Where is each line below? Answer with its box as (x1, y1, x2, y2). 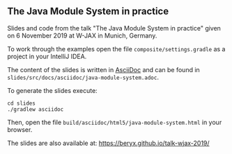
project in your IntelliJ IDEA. (7, 52, 87, 60)
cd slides (7, 100, 36, 107)
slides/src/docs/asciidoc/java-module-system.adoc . (7, 73, 159, 81)
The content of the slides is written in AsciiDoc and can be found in (7, 65, 200, 74)
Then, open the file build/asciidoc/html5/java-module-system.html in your (7, 118, 222, 126)
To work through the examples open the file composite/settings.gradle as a (7, 44, 226, 53)
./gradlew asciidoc (7, 105, 64, 113)
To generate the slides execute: (7, 86, 98, 94)
